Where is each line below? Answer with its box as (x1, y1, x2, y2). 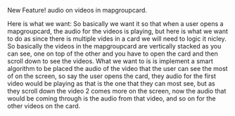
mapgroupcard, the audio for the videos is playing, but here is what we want (7, 27, 229, 35)
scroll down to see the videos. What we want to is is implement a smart (7, 57, 213, 65)
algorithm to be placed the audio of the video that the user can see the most (7, 65, 228, 72)
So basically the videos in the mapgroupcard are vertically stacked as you (7, 42, 222, 50)
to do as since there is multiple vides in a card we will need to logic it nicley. (7, 34, 227, 43)
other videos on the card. (7, 102, 81, 110)
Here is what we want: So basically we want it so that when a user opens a (7, 20, 224, 27)
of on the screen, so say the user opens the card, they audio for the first (7, 72, 217, 80)
